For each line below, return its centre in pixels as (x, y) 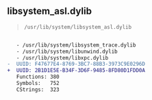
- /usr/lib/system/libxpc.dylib (62, 58)
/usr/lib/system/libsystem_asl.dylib (78, 27)
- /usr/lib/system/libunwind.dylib (67, 51)
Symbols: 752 (38, 84)
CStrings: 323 (38, 89)
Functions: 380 (38, 77)
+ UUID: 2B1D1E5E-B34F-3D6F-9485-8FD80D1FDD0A (76, 71)
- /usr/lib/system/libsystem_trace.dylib (76, 45)
